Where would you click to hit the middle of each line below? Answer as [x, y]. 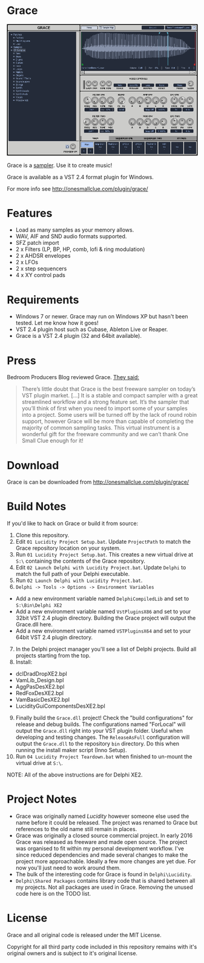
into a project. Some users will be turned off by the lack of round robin [109, 415]
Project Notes [42, 799]
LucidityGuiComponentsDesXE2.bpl [60, 706]
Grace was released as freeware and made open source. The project [101, 842]
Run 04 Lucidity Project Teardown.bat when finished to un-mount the [104, 756]
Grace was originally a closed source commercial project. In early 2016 [104, 835]
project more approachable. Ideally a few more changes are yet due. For [106, 862]
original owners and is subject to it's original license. [72, 953]
